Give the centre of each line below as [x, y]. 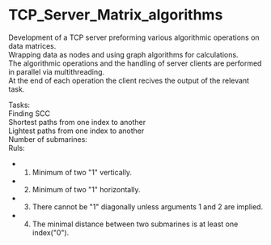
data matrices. [32, 45]
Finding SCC [30, 113]
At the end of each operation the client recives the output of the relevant [129, 80]
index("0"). [51, 232]
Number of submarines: [48, 139]
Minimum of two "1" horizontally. [86, 189]
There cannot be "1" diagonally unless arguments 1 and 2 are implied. [148, 206]
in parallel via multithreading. [57, 71]
